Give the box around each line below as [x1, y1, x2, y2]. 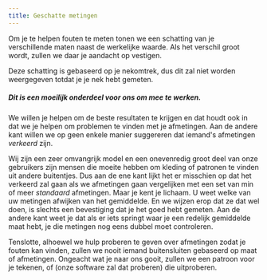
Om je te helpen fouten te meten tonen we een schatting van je [8, 34, 215, 43]
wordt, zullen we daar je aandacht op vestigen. [8, 50, 162, 60]
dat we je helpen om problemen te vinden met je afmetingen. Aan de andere [8, 121, 258, 131]
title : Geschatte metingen [8, 11, 98, 20]
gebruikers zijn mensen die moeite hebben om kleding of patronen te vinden [8, 162, 259, 172]
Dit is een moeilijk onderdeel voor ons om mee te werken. [8, 93, 202, 102]
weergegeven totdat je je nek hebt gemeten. [8, 74, 154, 84]
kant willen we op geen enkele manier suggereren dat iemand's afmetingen [8, 129, 256, 140]
